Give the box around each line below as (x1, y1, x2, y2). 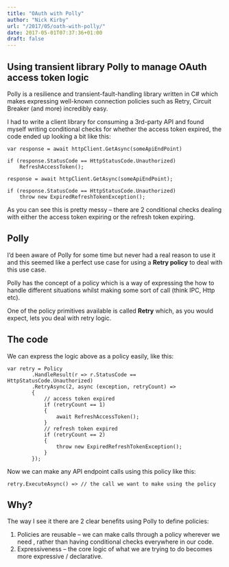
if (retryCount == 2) (43, 431, 106, 438)
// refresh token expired (43, 425, 118, 432)
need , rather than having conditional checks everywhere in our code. (16, 538, 214, 546)
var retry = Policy (7, 365, 63, 372)
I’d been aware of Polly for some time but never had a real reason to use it (7, 251, 216, 259)
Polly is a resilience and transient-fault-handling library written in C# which (7, 90, 218, 98)
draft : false (7, 36, 45, 43)
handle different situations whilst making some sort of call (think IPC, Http (7, 286, 215, 294)
